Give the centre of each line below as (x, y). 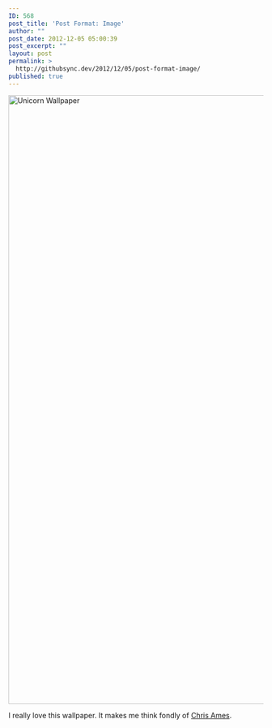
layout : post (30, 54)
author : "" (27, 31)
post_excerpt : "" (38, 46)
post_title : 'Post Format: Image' (67, 24)
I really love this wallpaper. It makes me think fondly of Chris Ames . (120, 715)
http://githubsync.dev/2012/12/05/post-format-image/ (108, 69)
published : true (36, 76)
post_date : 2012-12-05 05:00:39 (63, 39)
